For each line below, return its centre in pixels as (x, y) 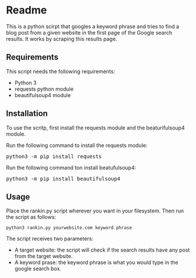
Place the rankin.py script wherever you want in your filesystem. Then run (95, 211)
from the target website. (44, 256)
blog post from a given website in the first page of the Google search (89, 32)
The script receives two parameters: (50, 239)
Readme (27, 10)
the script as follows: (31, 217)
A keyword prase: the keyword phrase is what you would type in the (96, 262)
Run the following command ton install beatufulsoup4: (71, 167)
